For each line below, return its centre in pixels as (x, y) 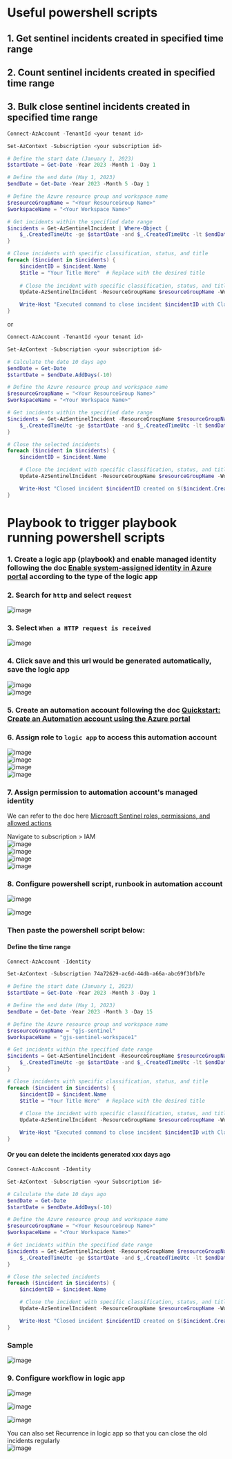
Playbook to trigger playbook (92, 523)
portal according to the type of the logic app (83, 576)
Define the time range (39, 946)
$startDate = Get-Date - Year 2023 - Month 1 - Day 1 (81, 165)
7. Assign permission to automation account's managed (103, 792)
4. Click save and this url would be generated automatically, (109, 661)
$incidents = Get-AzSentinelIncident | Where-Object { (88, 228)
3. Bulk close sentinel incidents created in (99, 107)
